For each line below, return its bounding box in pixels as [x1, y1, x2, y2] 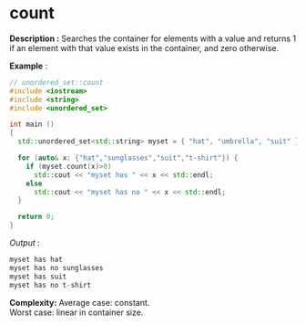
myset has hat [9, 255, 64, 265]
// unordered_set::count [9, 78, 104, 87]
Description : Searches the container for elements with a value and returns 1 [9, 33, 297, 44]
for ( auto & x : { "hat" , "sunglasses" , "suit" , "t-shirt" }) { [17, 153, 239, 162]
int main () [9, 120, 55, 130]
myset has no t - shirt [9, 280, 92, 289]
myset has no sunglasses [9, 263, 104, 272]
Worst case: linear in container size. [9, 307, 144, 318]
